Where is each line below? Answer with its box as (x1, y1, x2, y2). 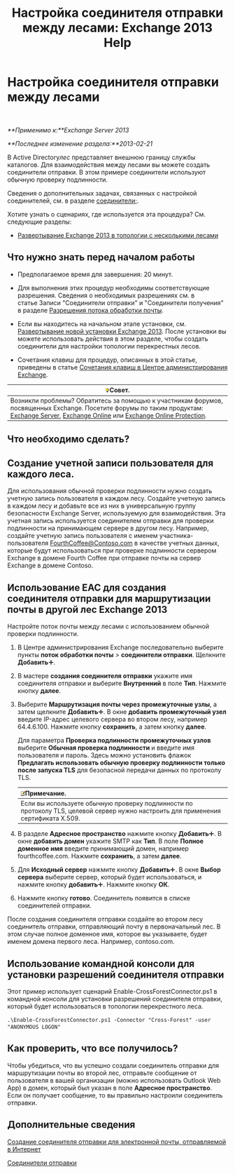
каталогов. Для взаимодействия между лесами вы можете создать (7, 160, 211, 169)
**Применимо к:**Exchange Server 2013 (7, 126, 129, 134)
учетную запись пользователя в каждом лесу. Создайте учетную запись (7, 494, 226, 503)
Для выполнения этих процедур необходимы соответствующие (17, 283, 210, 292)
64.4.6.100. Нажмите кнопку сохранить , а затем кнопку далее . (17, 722, 207, 731)
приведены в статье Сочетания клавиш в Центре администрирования (17, 363, 228, 371)
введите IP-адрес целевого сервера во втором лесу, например (17, 715, 208, 724)
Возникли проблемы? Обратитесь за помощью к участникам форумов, (10, 396, 223, 405)
